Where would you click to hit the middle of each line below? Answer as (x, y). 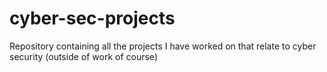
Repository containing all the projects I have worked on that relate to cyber (163, 46)
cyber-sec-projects (92, 18)
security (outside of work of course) (83, 56)
